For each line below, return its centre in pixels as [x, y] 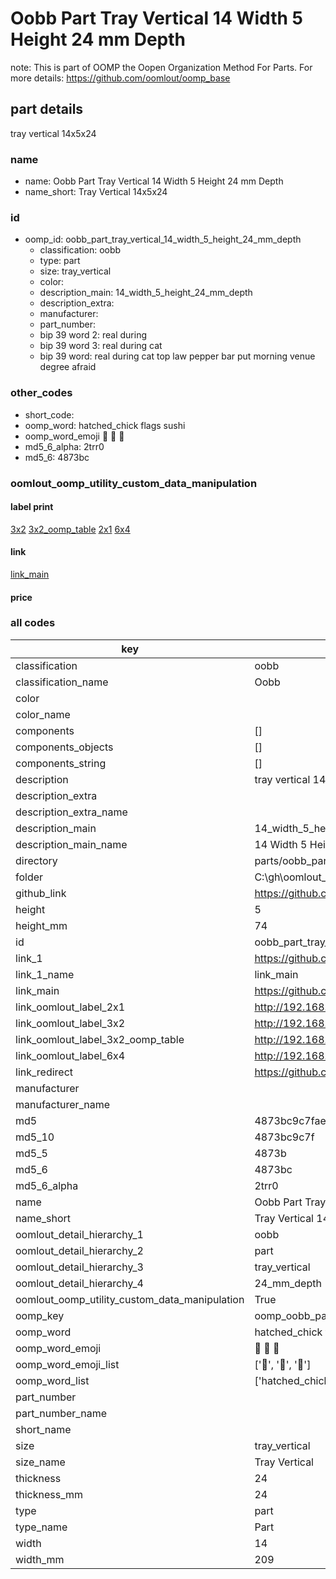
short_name [43, 1429]
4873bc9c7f [284, 1137]
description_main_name [71, 844]
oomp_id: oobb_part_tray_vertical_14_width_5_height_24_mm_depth [163, 239]
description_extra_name [71, 812]
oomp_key [40, 1315]
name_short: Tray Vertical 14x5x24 [96, 192]
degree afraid [68, 367]
